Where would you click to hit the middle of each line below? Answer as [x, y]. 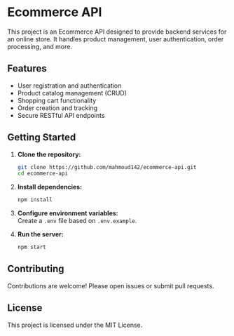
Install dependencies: [50, 187]
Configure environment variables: [68, 213]
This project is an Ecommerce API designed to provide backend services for [117, 32]
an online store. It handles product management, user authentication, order [116, 39]
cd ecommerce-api [43, 174]
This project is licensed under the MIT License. [75, 325]
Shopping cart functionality [57, 100]
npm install [35, 200]
